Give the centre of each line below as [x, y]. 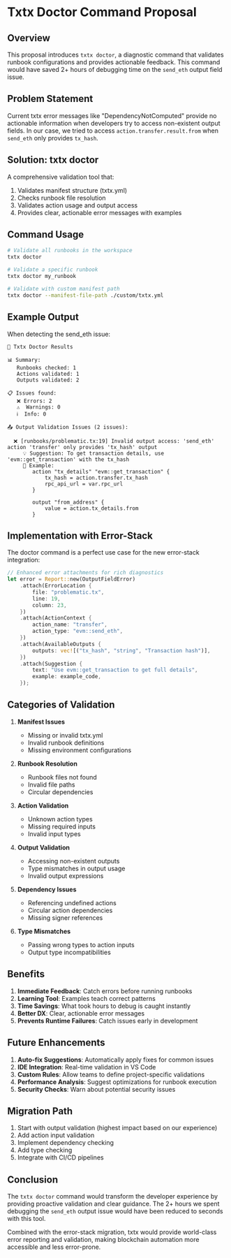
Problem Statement [50, 99]
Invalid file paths [51, 784]
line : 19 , [46, 599]
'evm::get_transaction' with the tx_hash [68, 459]
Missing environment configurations [80, 750]
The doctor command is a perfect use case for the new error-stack [104, 553]
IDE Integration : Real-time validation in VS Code [87, 1067]
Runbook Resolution [47, 763]
